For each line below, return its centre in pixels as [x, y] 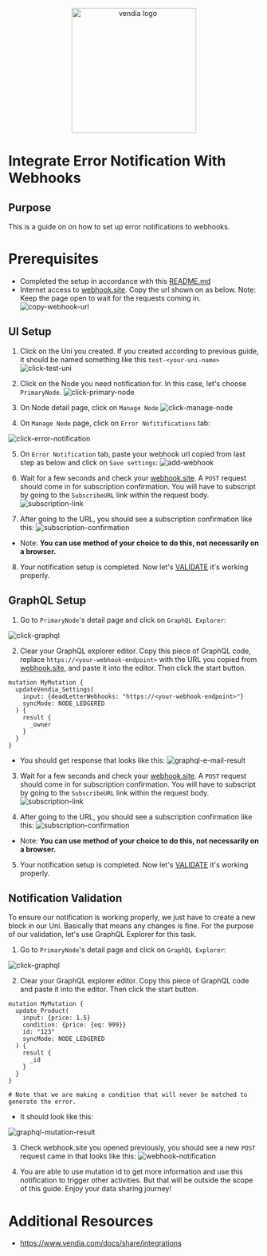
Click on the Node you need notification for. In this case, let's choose [133, 383]
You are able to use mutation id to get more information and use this [131, 1172]
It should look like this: [57, 1117]
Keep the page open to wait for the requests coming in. [110, 298]
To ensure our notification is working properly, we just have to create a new [132, 917]
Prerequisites [54, 259]
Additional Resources [81, 1221]
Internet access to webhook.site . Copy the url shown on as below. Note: [138, 289]
